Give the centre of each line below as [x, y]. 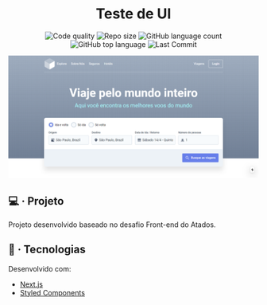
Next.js [31, 284]
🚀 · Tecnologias [47, 250]
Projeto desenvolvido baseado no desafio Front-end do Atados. [112, 225]
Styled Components [52, 292]
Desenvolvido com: [40, 268]
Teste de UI [133, 14]
